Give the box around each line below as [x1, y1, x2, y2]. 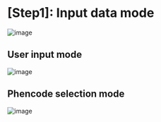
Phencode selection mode [7, 88, 125, 100]
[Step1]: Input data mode [7, 5, 155, 21]
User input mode [7, 49, 83, 61]
